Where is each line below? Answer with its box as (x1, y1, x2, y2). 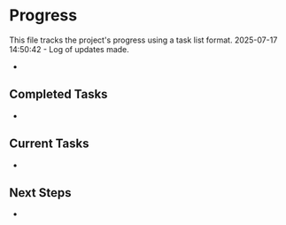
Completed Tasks (9, 87, 108, 102)
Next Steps (9, 185, 72, 200)
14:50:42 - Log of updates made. (9, 43, 130, 54)
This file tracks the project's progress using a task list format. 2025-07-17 (9, 35, 278, 45)
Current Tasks (9, 136, 89, 151)
